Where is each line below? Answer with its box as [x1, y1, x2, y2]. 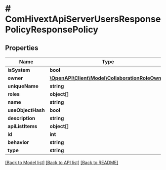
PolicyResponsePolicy [5, 24, 99, 35]
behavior [7, 139, 29, 146]
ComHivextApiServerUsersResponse [5, 13, 161, 25]
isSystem [7, 67, 31, 73]
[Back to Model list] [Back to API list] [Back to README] [5, 160, 119, 166]
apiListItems [7, 123, 38, 129]
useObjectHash [7, 107, 45, 114]
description [7, 115, 36, 122]
